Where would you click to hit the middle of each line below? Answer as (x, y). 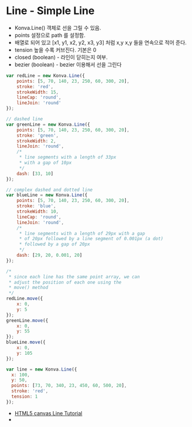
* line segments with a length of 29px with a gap (82, 233)
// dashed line (25, 119)
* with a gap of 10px (45, 163)
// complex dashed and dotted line (49, 190)
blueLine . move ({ (26, 342)
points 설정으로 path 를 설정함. (50, 35)
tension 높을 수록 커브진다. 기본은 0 (55, 50)
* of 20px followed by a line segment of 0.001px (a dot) (91, 239)
